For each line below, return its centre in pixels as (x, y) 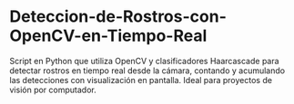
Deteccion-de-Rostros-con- (118, 17)
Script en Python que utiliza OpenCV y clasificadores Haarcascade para (144, 61)
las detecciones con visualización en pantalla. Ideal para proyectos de (141, 80)
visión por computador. (53, 90)
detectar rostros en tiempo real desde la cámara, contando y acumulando (147, 71)
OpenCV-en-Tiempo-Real (108, 36)
